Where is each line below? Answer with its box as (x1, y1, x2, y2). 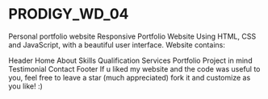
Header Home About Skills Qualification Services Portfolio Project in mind (8, 56, 253, 65)
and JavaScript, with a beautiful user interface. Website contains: (8, 39, 226, 49)
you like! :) (8, 81, 43, 91)
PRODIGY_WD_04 (8, 5, 129, 23)
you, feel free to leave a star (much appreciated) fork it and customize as (8, 72, 251, 82)
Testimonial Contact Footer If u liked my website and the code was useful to (8, 64, 261, 73)
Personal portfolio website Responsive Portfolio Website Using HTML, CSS (8, 31, 257, 41)
